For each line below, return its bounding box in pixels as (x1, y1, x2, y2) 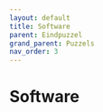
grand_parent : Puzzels (9, 38, 95, 48)
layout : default (9, 13, 70, 23)
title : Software (9, 22, 70, 31)
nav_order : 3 (9, 47, 59, 56)
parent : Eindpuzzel (9, 30, 83, 39)
